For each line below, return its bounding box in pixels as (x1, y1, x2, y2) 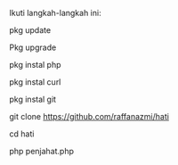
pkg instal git (9, 94, 56, 104)
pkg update (9, 25, 52, 35)
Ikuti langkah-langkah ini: (9, 8, 101, 18)
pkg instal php (9, 60, 61, 70)
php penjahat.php (9, 146, 74, 156)
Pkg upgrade (9, 42, 57, 53)
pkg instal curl (9, 77, 61, 87)
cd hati (9, 128, 35, 139)
